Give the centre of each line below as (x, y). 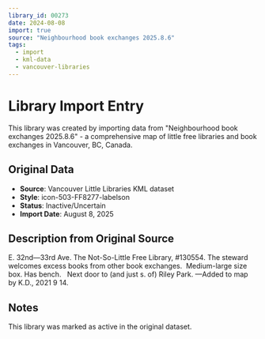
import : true (30, 30)
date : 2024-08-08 (37, 23)
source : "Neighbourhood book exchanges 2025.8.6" (92, 38)
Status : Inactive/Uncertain (63, 205)
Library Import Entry (76, 105)
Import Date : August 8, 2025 (67, 213)
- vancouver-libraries (53, 67)
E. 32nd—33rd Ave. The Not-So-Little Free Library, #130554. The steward (128, 258)
